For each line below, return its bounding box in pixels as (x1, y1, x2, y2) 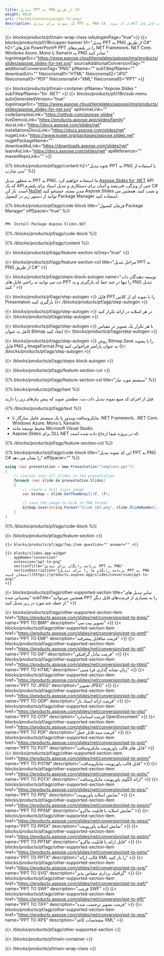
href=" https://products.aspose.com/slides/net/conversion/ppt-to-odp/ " (5, 692, 149, 698)
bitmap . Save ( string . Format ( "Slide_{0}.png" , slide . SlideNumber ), (22, 505, 159, 510)
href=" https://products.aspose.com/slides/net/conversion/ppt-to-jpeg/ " (5, 677, 150, 683)
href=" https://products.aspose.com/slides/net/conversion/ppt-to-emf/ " (5, 630, 149, 636)
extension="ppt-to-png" (14, 559, 62, 564)
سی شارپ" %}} (5, 168, 36, 174)
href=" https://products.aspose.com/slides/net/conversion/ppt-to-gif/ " (5, 646, 146, 652)
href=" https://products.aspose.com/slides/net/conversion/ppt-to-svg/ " (5, 865, 148, 871)
